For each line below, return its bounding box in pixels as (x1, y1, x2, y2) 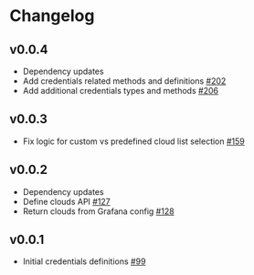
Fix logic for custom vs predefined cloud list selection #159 (22, 136, 245, 147)
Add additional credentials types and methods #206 (22, 86, 219, 96)
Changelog (9, 5, 95, 26)
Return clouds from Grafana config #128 (22, 206, 175, 217)
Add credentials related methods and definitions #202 (22, 76, 227, 87)
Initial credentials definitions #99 (22, 256, 146, 267)
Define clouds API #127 (22, 196, 111, 207)
